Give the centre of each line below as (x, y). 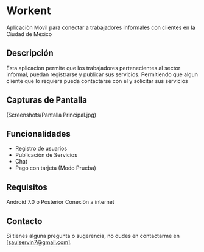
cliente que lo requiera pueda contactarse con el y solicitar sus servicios (97, 81)
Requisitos (27, 187)
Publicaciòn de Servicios (46, 155)
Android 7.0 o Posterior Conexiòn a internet (60, 202)
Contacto (24, 221)
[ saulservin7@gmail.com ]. (39, 242)
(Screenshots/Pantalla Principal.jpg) (51, 115)
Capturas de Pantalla (47, 100)
